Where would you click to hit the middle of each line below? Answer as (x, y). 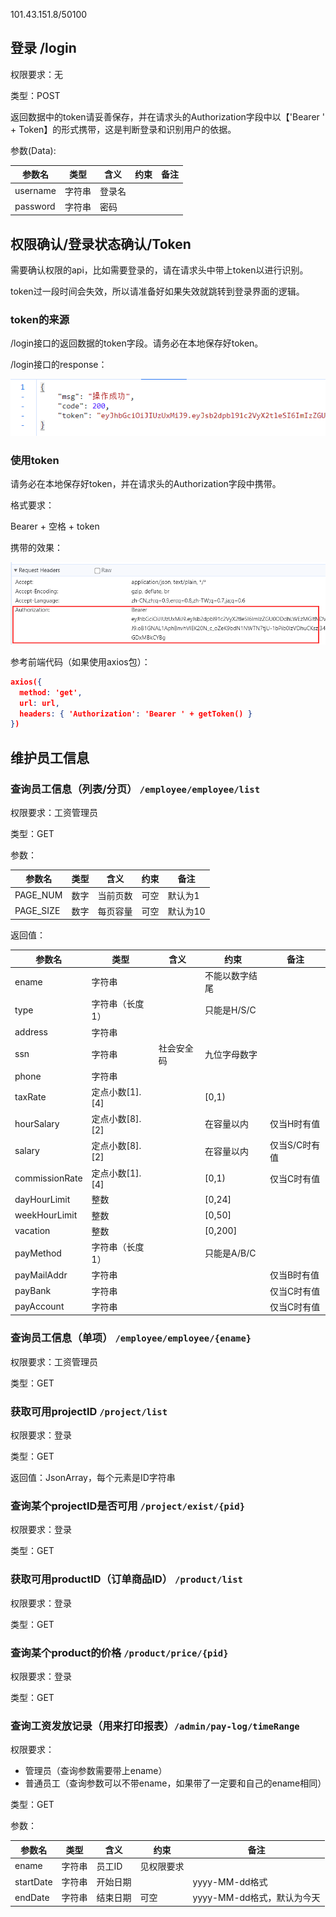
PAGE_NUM (38, 895)
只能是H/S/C (230, 1010)
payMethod (38, 1253)
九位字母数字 (231, 1054)
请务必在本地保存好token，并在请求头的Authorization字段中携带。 (146, 484)
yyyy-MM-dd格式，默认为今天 (256, 1898)
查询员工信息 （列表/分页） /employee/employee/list (135, 789)
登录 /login (43, 48)
